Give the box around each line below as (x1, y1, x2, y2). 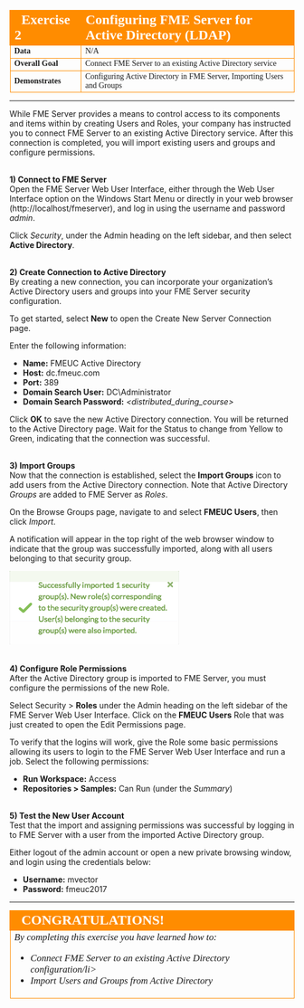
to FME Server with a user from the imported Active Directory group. (9, 830, 265, 840)
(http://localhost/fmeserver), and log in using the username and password (9, 203, 286, 214)
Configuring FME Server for (85, 11, 252, 27)
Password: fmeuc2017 (22, 884, 108, 894)
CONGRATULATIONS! (21, 911, 165, 927)
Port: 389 (22, 377, 60, 387)
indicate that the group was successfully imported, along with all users (9, 544, 273, 554)
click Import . (9, 517, 56, 527)
